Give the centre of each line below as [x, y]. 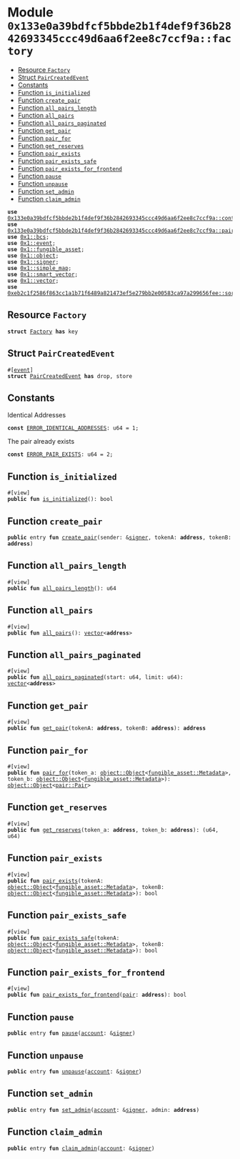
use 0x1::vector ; [33, 280]
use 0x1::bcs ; [29, 237]
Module [30, 13]
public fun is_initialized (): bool [60, 499]
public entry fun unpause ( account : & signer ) [75, 1071]
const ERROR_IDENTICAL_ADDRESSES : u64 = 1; [73, 428]
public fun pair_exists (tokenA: [55, 881]
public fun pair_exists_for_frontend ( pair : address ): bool [97, 995]
